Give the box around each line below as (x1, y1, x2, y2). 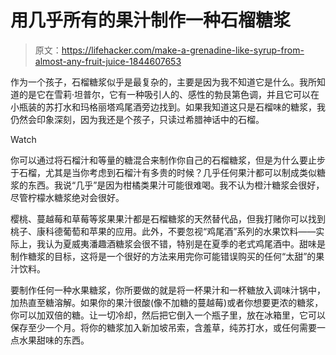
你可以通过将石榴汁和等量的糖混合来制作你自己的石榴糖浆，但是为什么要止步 (10, 154, 326, 166)
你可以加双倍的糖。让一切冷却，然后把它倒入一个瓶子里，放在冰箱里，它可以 (10, 309, 326, 321)
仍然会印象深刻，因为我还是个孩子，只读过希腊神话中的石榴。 (10, 113, 265, 125)
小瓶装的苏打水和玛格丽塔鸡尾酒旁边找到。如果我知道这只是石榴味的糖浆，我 (10, 101, 326, 113)
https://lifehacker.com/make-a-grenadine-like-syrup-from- (61, 44, 305, 56)
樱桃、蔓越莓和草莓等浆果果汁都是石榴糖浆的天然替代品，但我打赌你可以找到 (10, 212, 326, 225)
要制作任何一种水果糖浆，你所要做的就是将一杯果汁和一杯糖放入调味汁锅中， (10, 284, 326, 296)
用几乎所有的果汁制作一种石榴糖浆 (10, 9, 292, 32)
